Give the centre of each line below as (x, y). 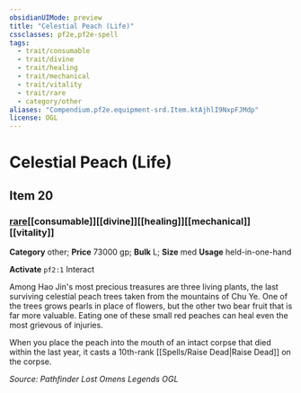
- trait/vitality (50, 85)
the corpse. (31, 362)
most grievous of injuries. (56, 325)
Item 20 (31, 196)
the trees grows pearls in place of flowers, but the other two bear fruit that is (151, 306)
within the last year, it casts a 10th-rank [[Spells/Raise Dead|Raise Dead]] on (150, 352)
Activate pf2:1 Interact (52, 269)
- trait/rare (42, 93)
